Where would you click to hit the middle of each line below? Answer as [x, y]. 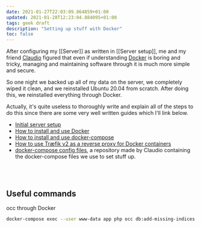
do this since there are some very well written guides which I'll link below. [97, 113]
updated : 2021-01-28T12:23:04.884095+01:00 [62, 17]
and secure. [21, 70]
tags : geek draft [28, 23]
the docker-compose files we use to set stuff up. [75, 156]
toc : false [20, 34]
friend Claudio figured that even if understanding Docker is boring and [93, 58]
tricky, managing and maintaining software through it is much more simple [98, 64]
